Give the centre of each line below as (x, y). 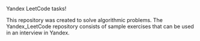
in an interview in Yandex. (38, 33)
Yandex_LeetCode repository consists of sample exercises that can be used (100, 26)
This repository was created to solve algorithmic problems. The (85, 20)
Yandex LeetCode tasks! (36, 9)
